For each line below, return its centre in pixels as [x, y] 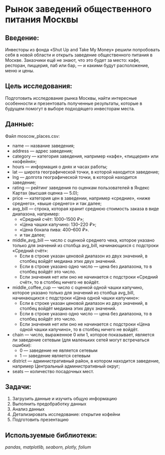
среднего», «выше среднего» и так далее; [57, 203]
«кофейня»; [24, 161]
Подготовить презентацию [40, 420]
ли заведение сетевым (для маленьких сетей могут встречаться [81, 340]
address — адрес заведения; [42, 151]
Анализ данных [28, 409]
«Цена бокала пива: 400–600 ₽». [54, 229]
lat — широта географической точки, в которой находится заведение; [86, 172]
